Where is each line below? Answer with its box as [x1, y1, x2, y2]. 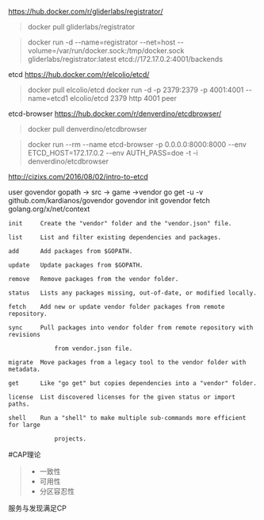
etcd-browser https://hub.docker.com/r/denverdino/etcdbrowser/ [8, 109, 222, 118]
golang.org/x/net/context [8, 204, 90, 214]
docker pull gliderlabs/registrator [27, 22, 136, 31]
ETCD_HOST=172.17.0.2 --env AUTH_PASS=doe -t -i [27, 148, 198, 157]
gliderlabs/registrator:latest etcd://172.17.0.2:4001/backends [27, 55, 224, 64]
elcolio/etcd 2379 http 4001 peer [70, 94, 177, 102]
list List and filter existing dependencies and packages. [8, 233, 222, 241]
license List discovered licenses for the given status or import [8, 393, 236, 401]
